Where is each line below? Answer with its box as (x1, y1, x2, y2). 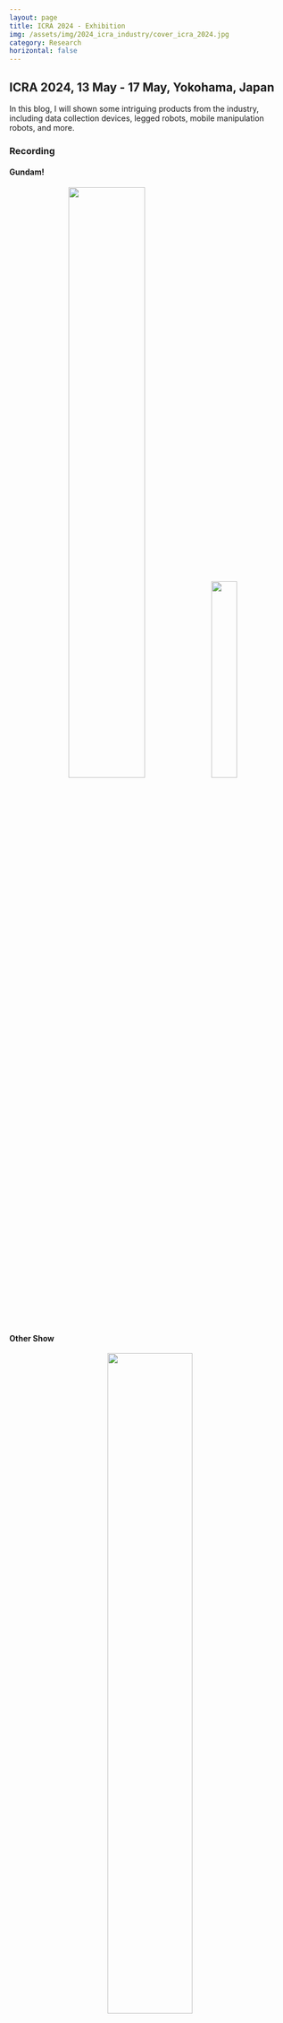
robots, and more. (9, 122, 75, 133)
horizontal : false (9, 47, 78, 56)
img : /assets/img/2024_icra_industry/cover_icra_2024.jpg (9, 30, 229, 39)
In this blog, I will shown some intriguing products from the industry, (9, 103, 260, 114)
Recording (9, 144, 55, 157)
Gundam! (9, 167, 45, 177)
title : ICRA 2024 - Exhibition (9, 21, 126, 30)
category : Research (9, 38, 82, 47)
